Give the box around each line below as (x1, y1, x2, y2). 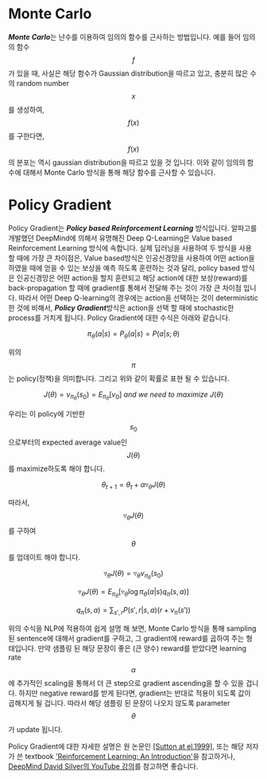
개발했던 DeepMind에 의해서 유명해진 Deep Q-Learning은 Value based (8, 233, 233, 243)
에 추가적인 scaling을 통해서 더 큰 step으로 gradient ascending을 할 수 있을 (8, 679, 244, 688)
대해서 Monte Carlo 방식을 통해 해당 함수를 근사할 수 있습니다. (22, 167, 216, 177)
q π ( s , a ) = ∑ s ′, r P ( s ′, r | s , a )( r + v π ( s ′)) (76, 605, 191, 617)
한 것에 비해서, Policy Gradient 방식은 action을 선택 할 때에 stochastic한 (8, 303, 234, 312)
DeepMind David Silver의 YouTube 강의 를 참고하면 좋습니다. (8, 761, 199, 771)
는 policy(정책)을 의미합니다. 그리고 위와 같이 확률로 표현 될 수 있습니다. (8, 374, 230, 383)
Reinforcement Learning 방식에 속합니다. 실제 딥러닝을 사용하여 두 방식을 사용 (8, 243, 253, 252)
